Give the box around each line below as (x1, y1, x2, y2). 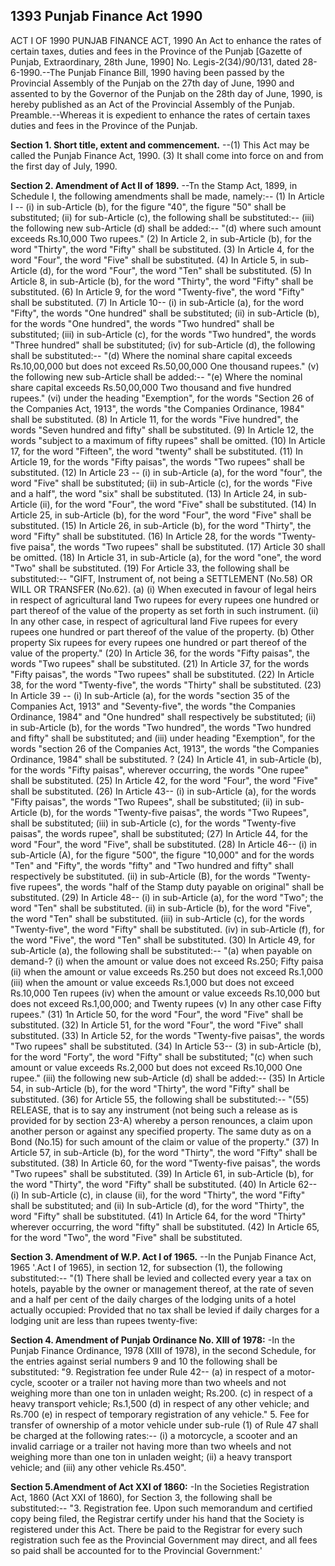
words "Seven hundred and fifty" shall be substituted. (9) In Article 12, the (10, 424, 315, 436)
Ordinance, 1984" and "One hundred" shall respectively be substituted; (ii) (10, 710, 317, 723)
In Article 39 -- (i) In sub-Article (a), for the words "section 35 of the (10, 689, 290, 701)
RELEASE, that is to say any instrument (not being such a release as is (10, 1104, 298, 1116)
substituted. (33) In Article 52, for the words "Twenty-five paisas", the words (10, 1029, 326, 1041)
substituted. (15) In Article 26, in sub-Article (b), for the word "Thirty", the (10, 519, 312, 531)
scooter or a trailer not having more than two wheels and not (36, 1376, 287, 1388)
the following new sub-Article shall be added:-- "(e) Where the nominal (10, 370, 303, 383)
